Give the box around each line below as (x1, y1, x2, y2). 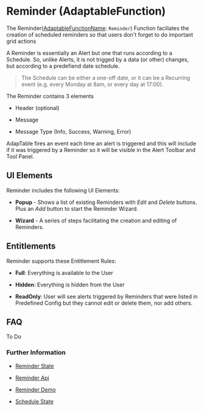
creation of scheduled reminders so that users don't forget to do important (6, 31, 194, 38)
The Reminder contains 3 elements (6, 92, 94, 100)
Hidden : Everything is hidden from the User (15, 281, 125, 288)
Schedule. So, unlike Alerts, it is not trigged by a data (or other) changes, (6, 56, 189, 63)
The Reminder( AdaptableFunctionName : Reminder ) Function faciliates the (6, 24, 189, 32)
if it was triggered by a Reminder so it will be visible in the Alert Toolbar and (6, 146, 196, 153)
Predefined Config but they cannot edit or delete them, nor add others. (15, 299, 193, 307)
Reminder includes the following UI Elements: (6, 186, 120, 194)
